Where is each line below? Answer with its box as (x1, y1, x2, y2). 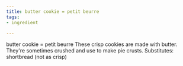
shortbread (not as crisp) (6, 54, 67, 61)
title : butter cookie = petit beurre (6, 8, 99, 15)
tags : (6, 14, 20, 20)
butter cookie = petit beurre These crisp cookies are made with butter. (6, 41, 178, 48)
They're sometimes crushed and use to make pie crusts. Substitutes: (6, 47, 174, 54)
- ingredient (6, 19, 38, 25)
